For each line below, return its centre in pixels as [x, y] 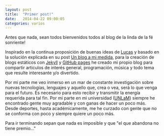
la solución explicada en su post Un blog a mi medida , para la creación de [80, 57]
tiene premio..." [20, 129]
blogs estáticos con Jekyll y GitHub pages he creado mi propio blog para [79, 62]
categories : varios [25, 23]
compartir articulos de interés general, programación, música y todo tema [80, 68]
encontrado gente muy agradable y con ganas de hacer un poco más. [76, 103]
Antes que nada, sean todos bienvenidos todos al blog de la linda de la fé [79, 37]
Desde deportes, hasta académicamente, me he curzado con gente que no [81, 109]
